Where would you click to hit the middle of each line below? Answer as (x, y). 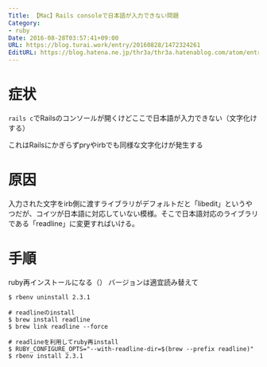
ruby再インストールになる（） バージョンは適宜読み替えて (103, 282)
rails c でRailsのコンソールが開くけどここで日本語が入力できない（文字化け (133, 118)
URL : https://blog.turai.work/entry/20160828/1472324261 (104, 45)
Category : (25, 23)
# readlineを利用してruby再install (64, 342)
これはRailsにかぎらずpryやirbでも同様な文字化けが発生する (106, 145)
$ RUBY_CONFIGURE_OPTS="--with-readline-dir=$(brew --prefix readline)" (131, 349)
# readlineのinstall (42, 312)
